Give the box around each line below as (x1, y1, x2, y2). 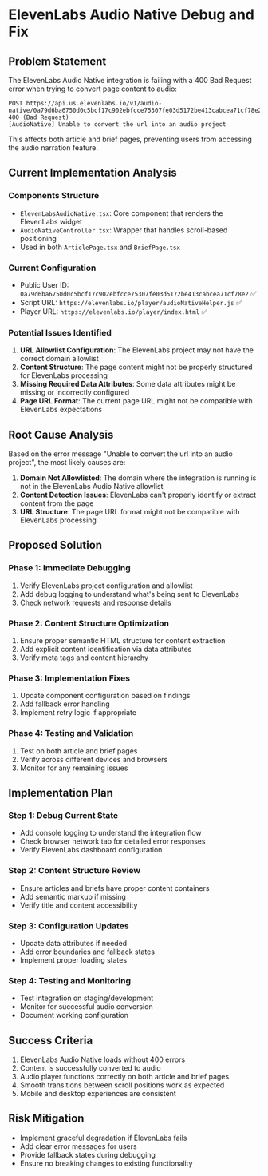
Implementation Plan (8, 786, 114, 800)
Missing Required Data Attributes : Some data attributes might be (19, 379, 236, 389)
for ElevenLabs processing (19, 371, 108, 380)
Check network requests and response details (19, 598, 171, 607)
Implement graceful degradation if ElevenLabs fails (19, 1133, 187, 1142)
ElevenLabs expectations (19, 405, 102, 415)
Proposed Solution (8, 538, 102, 552)
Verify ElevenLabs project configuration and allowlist (19, 581, 193, 590)
